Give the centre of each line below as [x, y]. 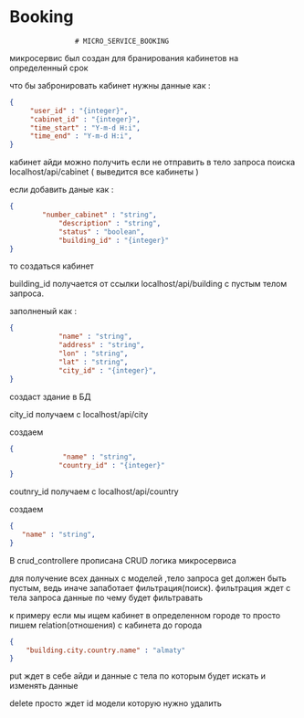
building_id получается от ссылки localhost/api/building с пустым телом [148, 284]
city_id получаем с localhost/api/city [79, 414]
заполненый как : [43, 311]
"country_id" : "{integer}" [112, 466]
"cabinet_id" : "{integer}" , [85, 119]
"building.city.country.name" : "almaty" [105, 650]
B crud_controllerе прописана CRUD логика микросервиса [123, 560]
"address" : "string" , [101, 345]
